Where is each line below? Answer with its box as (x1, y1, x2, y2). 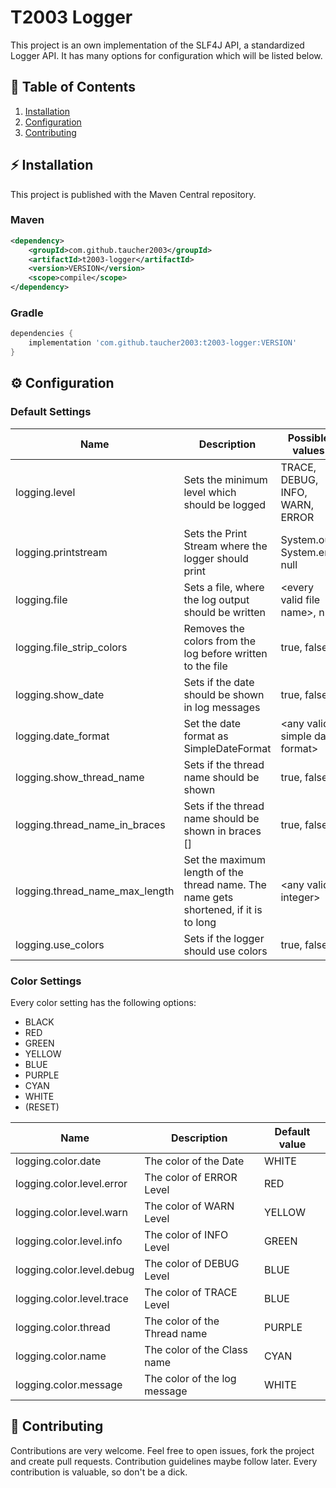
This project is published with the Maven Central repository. (10, 188, 257, 200)
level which (183, 485, 237, 499)
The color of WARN (144, 1199, 235, 1213)
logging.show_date (15, 687, 105, 701)
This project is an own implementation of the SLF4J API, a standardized (10, 39, 305, 51)
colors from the (183, 634, 257, 648)
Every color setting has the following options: (10, 997, 197, 1009)
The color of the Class (144, 1343, 248, 1357)
